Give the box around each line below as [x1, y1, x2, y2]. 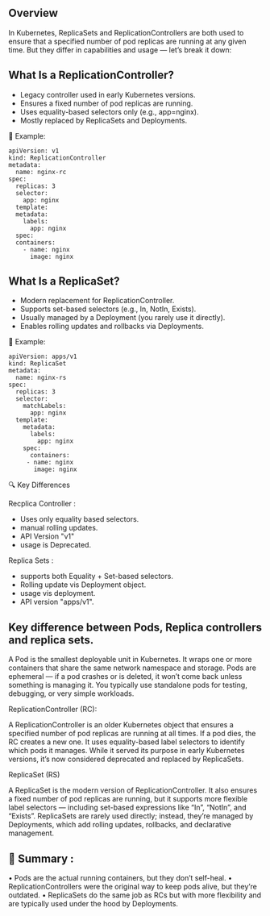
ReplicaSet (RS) [8, 770, 60, 780]
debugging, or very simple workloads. [8, 689, 135, 698]
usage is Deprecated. [19, 540, 91, 550]
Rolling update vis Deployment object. [19, 580, 147, 589]
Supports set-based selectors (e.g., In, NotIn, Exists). [19, 304, 197, 314]
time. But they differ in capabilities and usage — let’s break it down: [8, 44, 232, 55]
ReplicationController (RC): [8, 705, 98, 714]
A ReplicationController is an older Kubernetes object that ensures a [8, 720, 234, 730]
